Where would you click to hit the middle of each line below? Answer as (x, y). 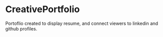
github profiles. (21, 28)
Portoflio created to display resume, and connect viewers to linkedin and (82, 23)
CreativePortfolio (43, 9)
